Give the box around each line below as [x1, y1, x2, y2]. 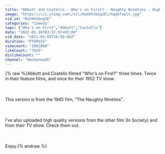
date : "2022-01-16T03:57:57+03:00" [5, 30, 78, 35]
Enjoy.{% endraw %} [5, 143, 48, 149]
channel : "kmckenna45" [5, 57, 52, 62]
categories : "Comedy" [5, 21, 50, 26]
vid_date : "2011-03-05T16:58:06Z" [5, 35, 76, 40]
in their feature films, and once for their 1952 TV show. [5, 76, 115, 82]
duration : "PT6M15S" [5, 39, 48, 44]
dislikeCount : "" [5, 52, 41, 58]
